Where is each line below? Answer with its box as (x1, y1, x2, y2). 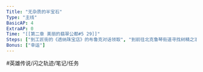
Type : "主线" (6, 14, 37, 20)
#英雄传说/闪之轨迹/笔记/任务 (6, 59, 80, 67)
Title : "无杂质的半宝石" (6, 8, 62, 15)
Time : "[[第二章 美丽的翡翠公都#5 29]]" (6, 31, 100, 37)
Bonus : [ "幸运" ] (6, 43, 45, 49)
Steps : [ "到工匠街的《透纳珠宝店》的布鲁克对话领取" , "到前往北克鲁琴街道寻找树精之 (6, 37, 195, 43)
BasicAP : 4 (6, 20, 34, 26)
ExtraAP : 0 (6, 25, 34, 32)
